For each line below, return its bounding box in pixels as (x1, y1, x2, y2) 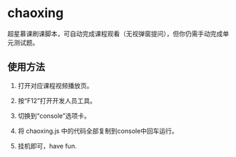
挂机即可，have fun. (17, 141, 77, 150)
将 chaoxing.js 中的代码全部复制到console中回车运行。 (17, 126, 178, 135)
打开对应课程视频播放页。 (17, 81, 93, 90)
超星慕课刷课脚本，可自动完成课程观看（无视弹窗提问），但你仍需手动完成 (7, 29, 223, 38)
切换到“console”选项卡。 (17, 112, 91, 120)
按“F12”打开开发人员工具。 (17, 96, 96, 104)
